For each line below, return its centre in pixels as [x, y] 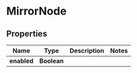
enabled [21, 61]
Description [87, 51]
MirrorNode [37, 11]
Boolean [51, 61]
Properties [27, 34]
